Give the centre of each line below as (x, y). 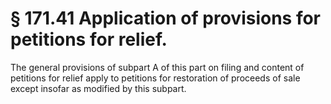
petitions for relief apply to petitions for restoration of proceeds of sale (155, 78)
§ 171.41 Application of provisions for (166, 18)
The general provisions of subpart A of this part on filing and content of (157, 67)
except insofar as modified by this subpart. (98, 88)
